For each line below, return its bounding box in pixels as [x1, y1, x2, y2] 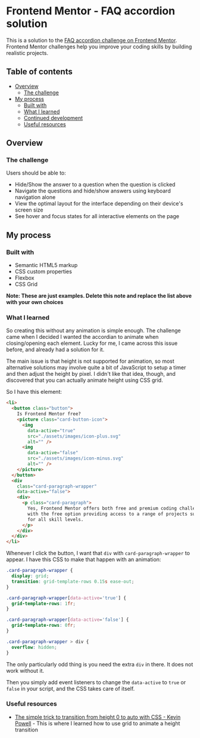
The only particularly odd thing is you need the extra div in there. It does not [6, 660, 193, 667]
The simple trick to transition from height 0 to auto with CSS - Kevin [14, 713, 181, 721]
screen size [14, 206, 43, 213]
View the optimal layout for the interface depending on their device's [14, 200, 183, 207]
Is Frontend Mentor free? [17, 411, 82, 417]
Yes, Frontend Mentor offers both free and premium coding [27, 506, 177, 512]
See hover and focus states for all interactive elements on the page [14, 213, 180, 220]
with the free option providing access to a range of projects [27, 511, 187, 517]
